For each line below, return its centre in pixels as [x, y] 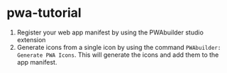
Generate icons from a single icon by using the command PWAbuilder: [119, 47]
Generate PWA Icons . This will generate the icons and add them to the [118, 55]
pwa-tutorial [44, 13]
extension [31, 39]
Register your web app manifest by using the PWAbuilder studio [110, 32]
